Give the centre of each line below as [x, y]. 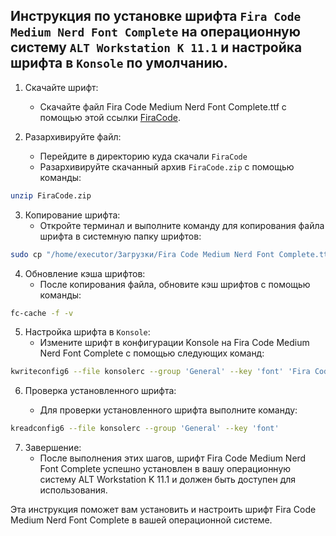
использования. [73, 490]
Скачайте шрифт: [61, 87]
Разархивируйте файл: [73, 136]
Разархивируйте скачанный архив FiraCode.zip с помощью [167, 166]
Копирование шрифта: [72, 215]
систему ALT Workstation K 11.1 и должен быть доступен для [168, 480]
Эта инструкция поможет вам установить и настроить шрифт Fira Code [163, 510]
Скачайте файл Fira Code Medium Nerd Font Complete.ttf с [163, 106]
